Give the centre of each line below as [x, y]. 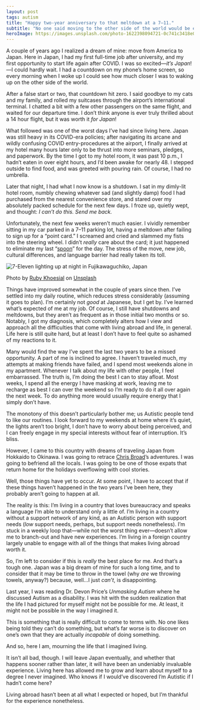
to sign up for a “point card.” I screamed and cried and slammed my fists [95, 236]
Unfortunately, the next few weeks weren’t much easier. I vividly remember [98, 223]
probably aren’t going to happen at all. [53, 494]
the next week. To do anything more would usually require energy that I [93, 396]
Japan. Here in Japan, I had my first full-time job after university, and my [95, 57]
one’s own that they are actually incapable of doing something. [83, 635]
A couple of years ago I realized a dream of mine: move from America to [95, 51]
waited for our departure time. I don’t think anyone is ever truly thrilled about [100, 113]
